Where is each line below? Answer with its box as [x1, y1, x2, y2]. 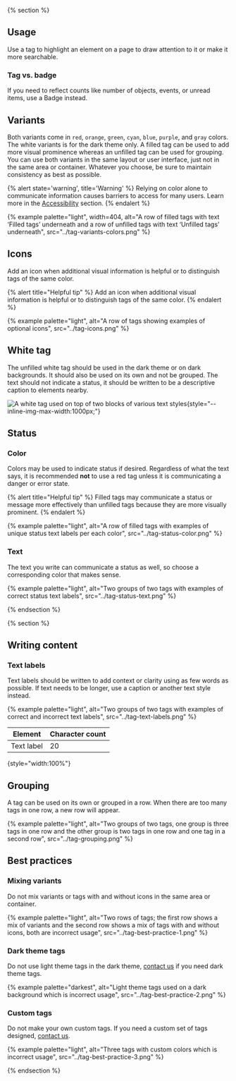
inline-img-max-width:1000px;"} [7, 407, 101, 415]
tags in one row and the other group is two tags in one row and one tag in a [7, 827, 225, 836]
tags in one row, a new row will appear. [7, 806, 120, 814]
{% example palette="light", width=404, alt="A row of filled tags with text [7, 212, 220, 221]
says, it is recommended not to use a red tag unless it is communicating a [7, 472, 222, 480]
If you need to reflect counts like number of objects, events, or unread [7, 86, 211, 94]
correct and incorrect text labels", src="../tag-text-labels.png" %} [7, 712, 197, 721]
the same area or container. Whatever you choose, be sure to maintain [7, 162, 211, 171]
